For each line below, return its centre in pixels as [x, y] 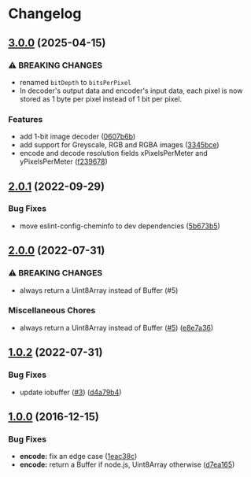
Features [26, 119]
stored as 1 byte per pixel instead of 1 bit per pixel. [101, 98]
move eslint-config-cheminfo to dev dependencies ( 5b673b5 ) [120, 226]
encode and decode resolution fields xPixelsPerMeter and [114, 153]
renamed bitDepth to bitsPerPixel [75, 82]
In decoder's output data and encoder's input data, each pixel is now [131, 91]
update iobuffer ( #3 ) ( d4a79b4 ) [70, 392]
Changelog [45, 14]
